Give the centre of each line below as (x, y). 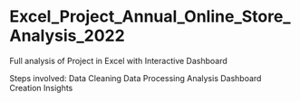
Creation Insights (41, 88)
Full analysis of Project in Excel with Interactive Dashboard (119, 60)
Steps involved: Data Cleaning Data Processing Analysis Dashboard (135, 78)
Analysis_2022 (67, 36)
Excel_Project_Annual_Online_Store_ (150, 17)
